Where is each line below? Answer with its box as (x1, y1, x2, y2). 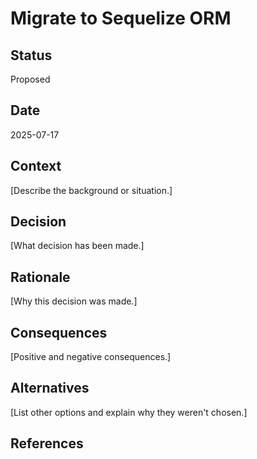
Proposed (10, 73, 51, 85)
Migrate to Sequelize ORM (10, 7, 232, 30)
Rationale (10, 268, 71, 286)
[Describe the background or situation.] (10, 184, 173, 196)
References (10, 435, 84, 452)
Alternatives (10, 380, 90, 397)
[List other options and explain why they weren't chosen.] (10, 406, 248, 418)
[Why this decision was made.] (10, 295, 138, 307)
